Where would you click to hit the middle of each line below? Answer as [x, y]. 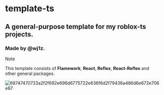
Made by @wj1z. [25, 48]
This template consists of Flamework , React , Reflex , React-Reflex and [77, 68]
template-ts [30, 9]
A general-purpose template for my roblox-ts [76, 27]
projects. [19, 34]
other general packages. [30, 73]
